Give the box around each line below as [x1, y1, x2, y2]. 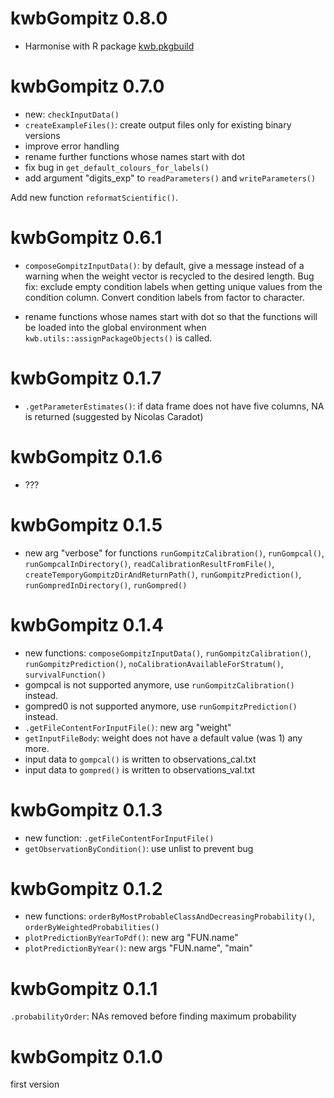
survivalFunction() [24, 670, 107, 680]
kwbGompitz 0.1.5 [10, 513, 163, 536]
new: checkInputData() [24, 108, 120, 120]
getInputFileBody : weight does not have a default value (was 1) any [24, 732, 303, 744]
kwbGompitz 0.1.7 [10, 367, 162, 389]
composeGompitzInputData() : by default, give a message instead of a [24, 259, 305, 271]
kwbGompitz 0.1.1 [10, 977, 158, 1000]
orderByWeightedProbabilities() [24, 923, 160, 933]
